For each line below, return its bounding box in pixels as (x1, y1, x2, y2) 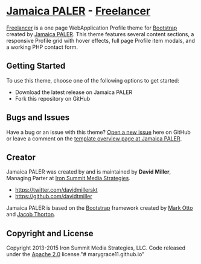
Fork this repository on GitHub (14, 95, 91, 102)
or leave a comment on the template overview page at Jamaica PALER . (6, 134, 182, 142)
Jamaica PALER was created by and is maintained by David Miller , (6, 168, 171, 175)
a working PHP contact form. (6, 43, 78, 51)
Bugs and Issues (6, 113, 70, 123)
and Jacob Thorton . (6, 211, 56, 218)
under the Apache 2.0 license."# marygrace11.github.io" (6, 251, 145, 258)
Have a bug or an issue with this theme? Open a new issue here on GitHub (6, 128, 191, 136)
